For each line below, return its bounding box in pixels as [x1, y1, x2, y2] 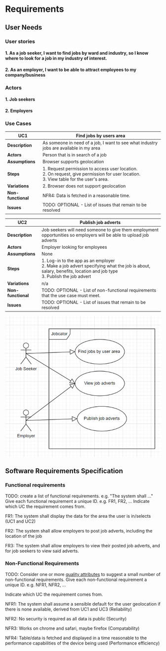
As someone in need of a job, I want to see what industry [42, 140, 158, 146]
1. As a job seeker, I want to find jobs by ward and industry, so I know [5, 50, 149, 56]
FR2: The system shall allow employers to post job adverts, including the [5, 528, 153, 534]
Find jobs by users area [76, 132, 125, 139]
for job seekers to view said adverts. [5, 548, 79, 554]
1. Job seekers [5, 96, 36, 102]
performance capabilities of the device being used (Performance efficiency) [5, 640, 160, 646]
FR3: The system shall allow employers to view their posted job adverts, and [5, 542, 161, 548]
